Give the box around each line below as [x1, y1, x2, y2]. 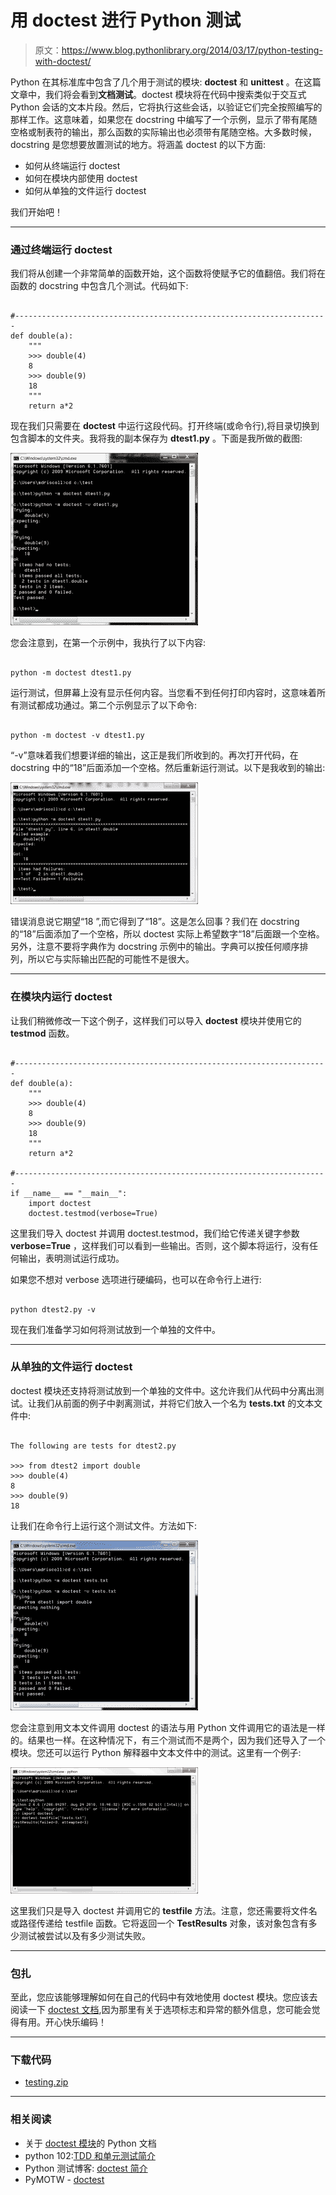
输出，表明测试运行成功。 [18, 1252, 125, 1264]
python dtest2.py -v [10, 1304, 97, 1315]
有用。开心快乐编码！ [18, 2016, 107, 2028]
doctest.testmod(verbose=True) [28, 1208, 159, 1218]
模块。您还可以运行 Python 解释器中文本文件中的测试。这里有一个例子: [10, 1746, 302, 1758]
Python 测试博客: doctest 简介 [24, 2162, 148, 2174]
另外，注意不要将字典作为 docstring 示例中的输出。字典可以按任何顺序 [10, 941, 300, 953]
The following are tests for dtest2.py [10, 1441, 177, 1451]
